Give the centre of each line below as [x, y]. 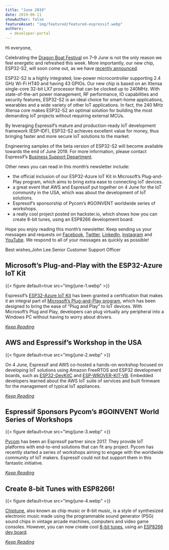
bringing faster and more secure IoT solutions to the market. [68, 136]
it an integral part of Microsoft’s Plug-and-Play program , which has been [80, 301]
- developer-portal [30, 33]
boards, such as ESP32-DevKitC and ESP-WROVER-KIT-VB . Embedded [79, 375]
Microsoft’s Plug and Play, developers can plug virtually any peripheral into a [84, 311]
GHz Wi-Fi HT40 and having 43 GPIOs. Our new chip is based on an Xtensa [84, 83]
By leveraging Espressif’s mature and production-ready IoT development [80, 125]
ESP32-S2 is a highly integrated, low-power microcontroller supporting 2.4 [83, 78]
